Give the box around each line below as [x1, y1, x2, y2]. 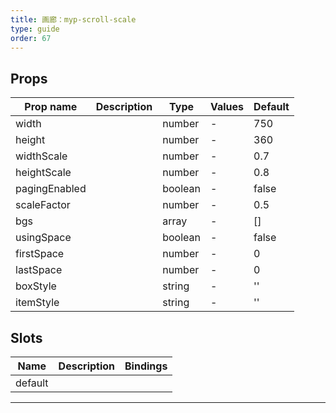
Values [209, 100, 245, 114]
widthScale [15, 149, 68, 163]
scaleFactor [15, 198, 71, 212]
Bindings [124, 359, 168, 373]
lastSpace [15, 263, 63, 277]
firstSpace [15, 247, 65, 261]
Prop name [24, 100, 78, 114]
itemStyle [15, 296, 60, 310]
